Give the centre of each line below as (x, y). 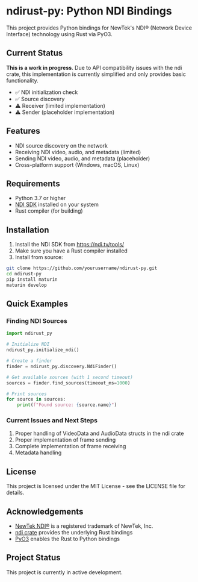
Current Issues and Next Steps (52, 421)
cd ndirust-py (24, 274)
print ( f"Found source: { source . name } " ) (67, 405)
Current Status (35, 53)
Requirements (33, 183)
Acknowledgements (45, 511)
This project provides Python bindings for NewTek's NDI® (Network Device (99, 28)
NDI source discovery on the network (61, 145)
